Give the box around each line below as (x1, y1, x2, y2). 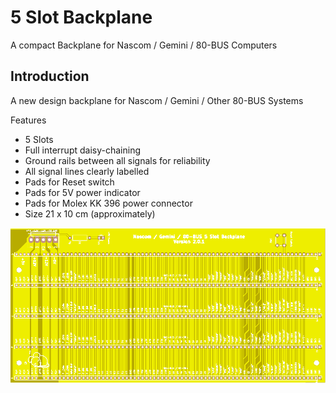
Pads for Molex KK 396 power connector (24, 197, 193, 209)
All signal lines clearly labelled (24, 165, 150, 177)
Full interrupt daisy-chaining (24, 144, 141, 156)
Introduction (10, 68, 90, 85)
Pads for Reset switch (24, 176, 115, 188)
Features (10, 114, 47, 126)
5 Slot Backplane (10, 6, 153, 29)
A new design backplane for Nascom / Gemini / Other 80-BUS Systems (10, 94, 304, 106)
